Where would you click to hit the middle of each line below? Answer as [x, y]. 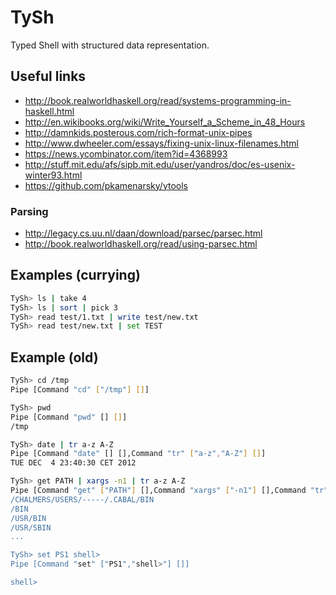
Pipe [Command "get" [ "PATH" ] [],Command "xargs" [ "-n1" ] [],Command [158, 491]
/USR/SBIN [31, 527]
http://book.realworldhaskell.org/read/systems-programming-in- [158, 100]
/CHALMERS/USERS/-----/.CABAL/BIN [82, 499]
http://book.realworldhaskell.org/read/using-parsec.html [141, 244]
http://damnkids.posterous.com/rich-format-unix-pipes [138, 132]
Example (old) [54, 357]
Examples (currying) [75, 275]
